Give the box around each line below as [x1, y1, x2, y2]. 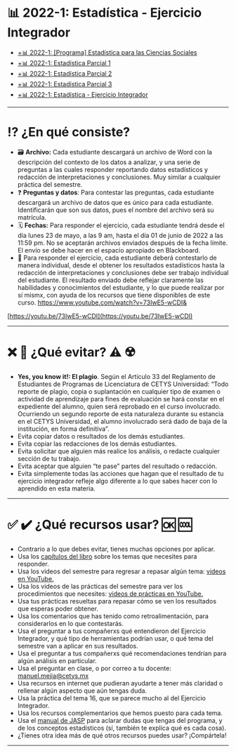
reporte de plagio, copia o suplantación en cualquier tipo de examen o [17, 387, 221, 396]
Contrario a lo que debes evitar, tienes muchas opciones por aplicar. [17, 545, 216, 553]
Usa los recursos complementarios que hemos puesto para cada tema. [17, 709, 223, 717]
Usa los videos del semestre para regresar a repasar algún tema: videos [17, 567, 226, 575]
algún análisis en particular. [17, 656, 97, 665]
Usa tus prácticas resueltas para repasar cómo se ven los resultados [17, 597, 216, 605]
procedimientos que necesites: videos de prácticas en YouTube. [17, 589, 204, 598]
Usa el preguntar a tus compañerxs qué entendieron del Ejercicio [17, 627, 206, 635]
